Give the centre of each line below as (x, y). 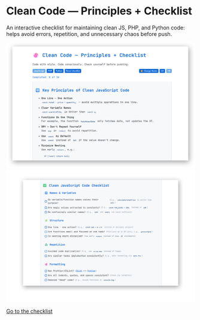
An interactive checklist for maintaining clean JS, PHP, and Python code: (96, 28)
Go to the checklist (29, 311)
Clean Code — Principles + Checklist (99, 11)
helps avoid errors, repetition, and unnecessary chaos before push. (89, 34)
